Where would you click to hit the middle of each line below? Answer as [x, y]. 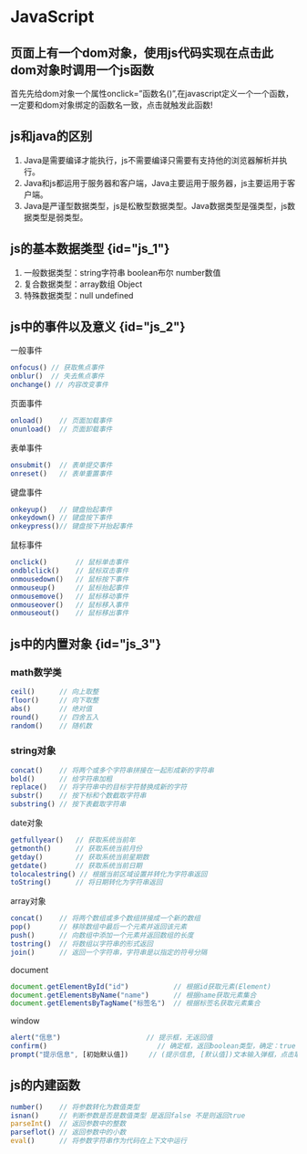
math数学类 [36, 672]
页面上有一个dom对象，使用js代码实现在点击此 [142, 52]
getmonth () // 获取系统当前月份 [77, 848]
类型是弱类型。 [60, 217]
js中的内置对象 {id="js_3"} [86, 644]
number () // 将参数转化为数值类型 [75, 1107]
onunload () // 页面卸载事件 [61, 429]
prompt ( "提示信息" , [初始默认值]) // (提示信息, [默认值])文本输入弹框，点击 [152, 1055]
